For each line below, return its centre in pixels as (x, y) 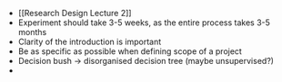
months (32, 32)
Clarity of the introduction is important (90, 41)
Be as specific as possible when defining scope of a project (130, 51)
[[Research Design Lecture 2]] (75, 13)
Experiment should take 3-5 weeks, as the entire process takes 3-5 (144, 23)
